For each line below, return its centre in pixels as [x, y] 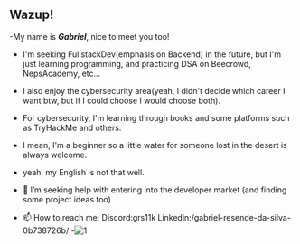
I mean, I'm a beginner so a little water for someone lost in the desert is [155, 145]
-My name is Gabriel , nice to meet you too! [89, 36]
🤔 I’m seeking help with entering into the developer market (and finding [155, 190]
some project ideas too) [66, 199]
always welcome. [55, 155]
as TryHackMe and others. [72, 127]
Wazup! [32, 15]
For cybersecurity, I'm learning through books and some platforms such [156, 117]
